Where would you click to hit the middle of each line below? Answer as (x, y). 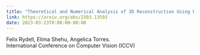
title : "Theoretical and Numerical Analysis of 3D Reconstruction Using (98, 12)
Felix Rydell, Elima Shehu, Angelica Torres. (58, 40)
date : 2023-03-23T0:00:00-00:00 (46, 22)
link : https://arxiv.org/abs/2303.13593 (57, 17)
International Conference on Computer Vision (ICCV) (71, 46)
